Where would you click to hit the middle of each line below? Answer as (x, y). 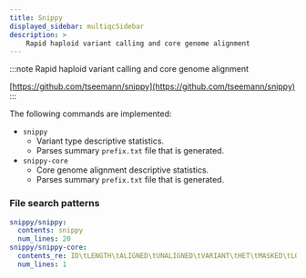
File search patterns (55, 204)
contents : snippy (51, 231)
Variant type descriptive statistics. (100, 141)
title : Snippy (36, 18)
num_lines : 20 (44, 239)
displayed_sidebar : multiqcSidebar (77, 26)
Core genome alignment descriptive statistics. (122, 170)
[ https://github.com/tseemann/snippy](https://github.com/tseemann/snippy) (153, 86)
